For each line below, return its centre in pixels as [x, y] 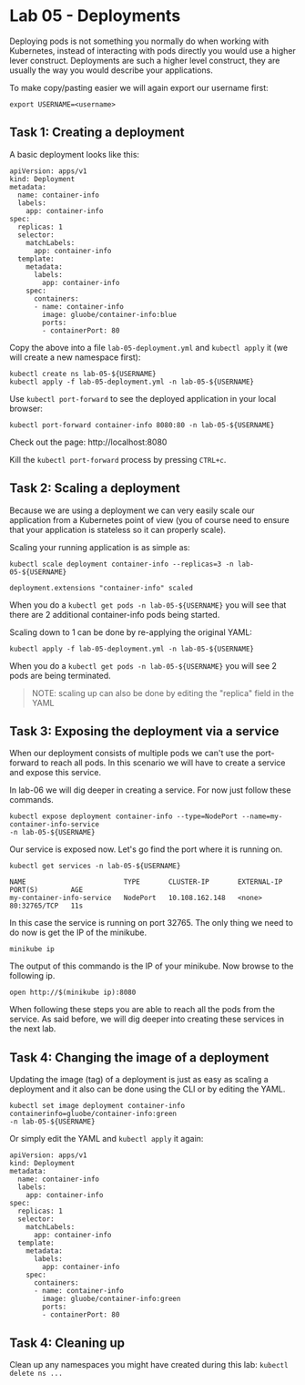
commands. [32, 800]
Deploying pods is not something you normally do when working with [139, 41]
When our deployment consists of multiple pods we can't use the [132, 754]
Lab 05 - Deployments [95, 16]
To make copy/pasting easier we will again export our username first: [139, 87]
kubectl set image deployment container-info [97, 1106]
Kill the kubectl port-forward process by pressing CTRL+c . [118, 459]
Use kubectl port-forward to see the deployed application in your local [143, 398]
